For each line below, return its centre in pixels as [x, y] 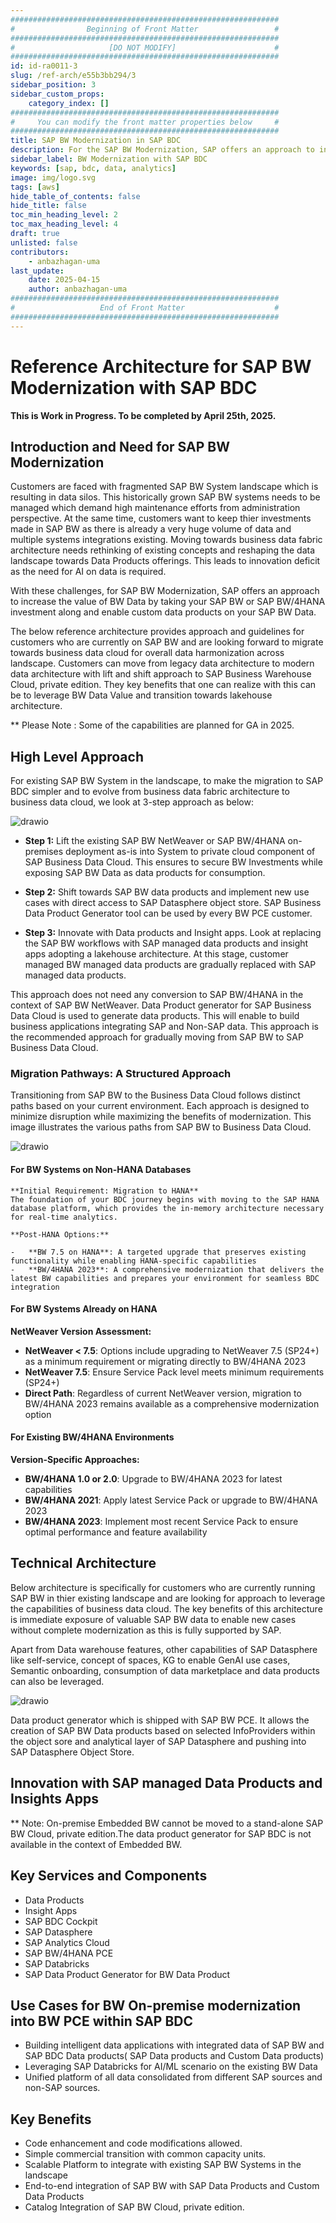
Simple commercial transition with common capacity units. [145, 2154]
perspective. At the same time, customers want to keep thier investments [161, 518]
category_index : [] [69, 103]
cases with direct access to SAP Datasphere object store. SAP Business [173, 903]
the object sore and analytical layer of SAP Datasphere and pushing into [158, 1741]
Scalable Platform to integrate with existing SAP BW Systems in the [163, 2165]
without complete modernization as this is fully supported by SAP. [146, 1630]
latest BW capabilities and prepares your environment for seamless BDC [165, 1278]
